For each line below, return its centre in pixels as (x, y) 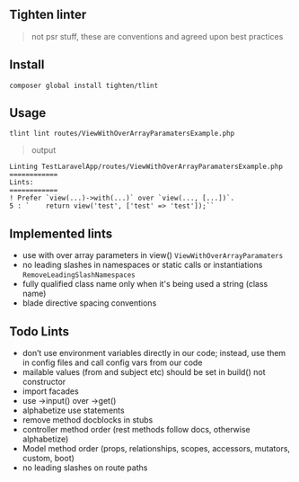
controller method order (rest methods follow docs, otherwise (136, 430)
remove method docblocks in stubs (88, 420)
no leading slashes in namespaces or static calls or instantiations (142, 265)
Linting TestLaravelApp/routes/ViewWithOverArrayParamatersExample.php (146, 167)
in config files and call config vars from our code (112, 362)
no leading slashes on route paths (85, 468)
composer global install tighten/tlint (84, 85)
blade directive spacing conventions (89, 303)
